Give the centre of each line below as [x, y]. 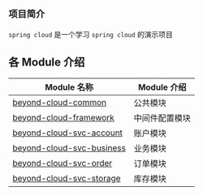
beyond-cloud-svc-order [63, 163]
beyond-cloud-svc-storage [67, 178]
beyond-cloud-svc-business [69, 147]
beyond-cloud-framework [64, 117]
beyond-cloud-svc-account [68, 133]
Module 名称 [69, 87]
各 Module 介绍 [47, 63]
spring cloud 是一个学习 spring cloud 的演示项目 [91, 34]
